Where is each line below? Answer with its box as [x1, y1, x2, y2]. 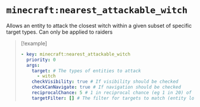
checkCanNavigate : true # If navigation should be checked [32, 85, 182, 90]
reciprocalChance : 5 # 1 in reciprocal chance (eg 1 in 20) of [32, 90, 192, 96]
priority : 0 [26, 57, 56, 63]
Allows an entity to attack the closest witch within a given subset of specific [6, 22, 192, 29]
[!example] [20, 40, 48, 47]
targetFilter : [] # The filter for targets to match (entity [32, 95, 186, 101]
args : [26, 62, 40, 68]
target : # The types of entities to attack [32, 67, 141, 74]
